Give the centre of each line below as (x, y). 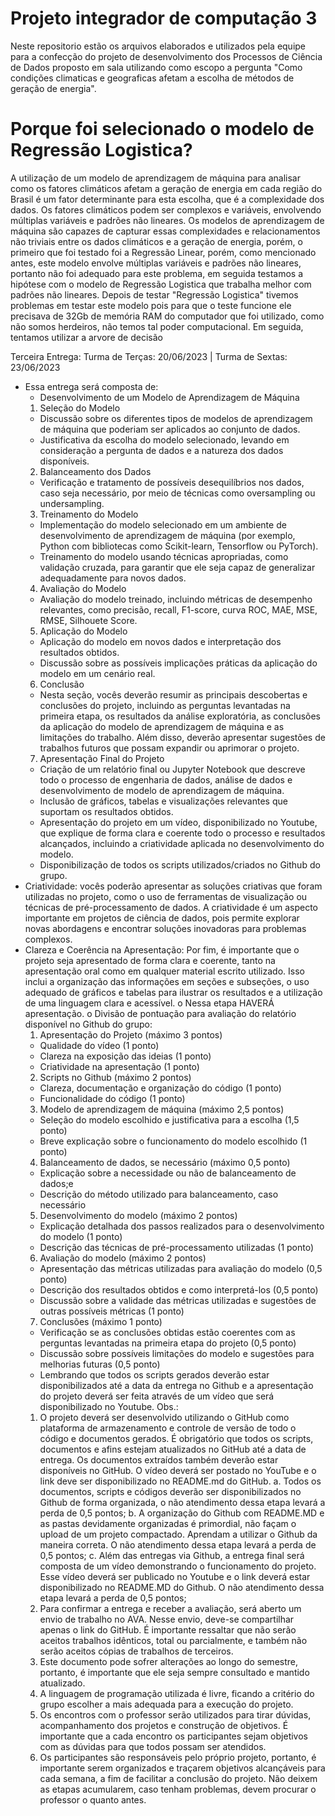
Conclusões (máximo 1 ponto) (101, 1321)
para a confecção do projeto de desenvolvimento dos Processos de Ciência (166, 56)
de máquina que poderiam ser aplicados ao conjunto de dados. (170, 429)
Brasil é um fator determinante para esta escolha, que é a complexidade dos (167, 199)
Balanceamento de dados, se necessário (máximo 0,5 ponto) (165, 1162)
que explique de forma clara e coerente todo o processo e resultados (182, 833)
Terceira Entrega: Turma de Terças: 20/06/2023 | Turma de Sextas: (149, 356)
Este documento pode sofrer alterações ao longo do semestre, (168, 1661)
